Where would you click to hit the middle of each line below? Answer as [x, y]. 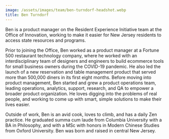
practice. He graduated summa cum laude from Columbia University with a [83, 120]
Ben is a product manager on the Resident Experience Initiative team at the [83, 29]
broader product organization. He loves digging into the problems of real [81, 94]
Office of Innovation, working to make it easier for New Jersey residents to [83, 35]
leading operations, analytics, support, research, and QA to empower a [79, 88]
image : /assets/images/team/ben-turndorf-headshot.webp [66, 10]
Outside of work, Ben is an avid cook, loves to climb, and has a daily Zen [81, 114]
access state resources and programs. [46, 40]
